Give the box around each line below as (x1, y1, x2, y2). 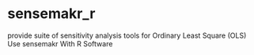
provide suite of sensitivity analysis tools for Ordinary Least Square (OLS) (7, 31, 247, 40)
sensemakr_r (7, 5, 96, 23)
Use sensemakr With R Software (7, 38, 113, 48)
